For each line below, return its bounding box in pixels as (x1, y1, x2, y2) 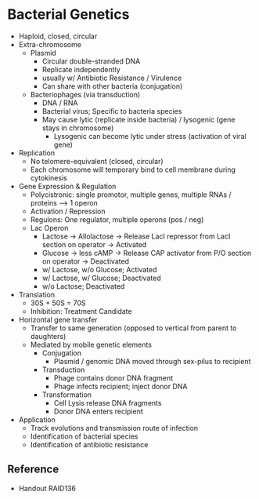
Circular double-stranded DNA (41, 56, 141, 66)
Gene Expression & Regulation (18, 181, 117, 191)
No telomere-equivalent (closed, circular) (30, 156, 164, 166)
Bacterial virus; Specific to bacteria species (41, 106, 182, 115)
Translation (18, 290, 56, 299)
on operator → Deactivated (41, 257, 130, 266)
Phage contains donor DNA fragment (53, 373, 174, 382)
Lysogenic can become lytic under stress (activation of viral (53, 131, 247, 140)
